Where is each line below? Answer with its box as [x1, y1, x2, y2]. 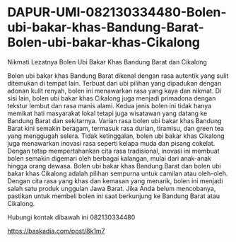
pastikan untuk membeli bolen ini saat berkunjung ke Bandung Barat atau [7, 192, 220, 200]
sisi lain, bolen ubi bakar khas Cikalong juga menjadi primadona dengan [7, 93, 216, 103]
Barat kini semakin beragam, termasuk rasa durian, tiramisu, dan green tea [7, 124, 225, 132]
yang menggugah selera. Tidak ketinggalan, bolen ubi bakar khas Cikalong [7, 132, 225, 140]
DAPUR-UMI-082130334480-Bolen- [7, 4, 228, 21]
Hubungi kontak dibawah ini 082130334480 [7, 213, 136, 221]
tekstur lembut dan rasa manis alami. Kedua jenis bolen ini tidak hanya [7, 101, 212, 110]
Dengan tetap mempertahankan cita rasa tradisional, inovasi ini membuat [7, 146, 220, 155]
